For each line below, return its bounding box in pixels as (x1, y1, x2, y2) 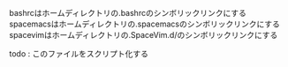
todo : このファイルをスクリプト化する (9, 48, 148, 59)
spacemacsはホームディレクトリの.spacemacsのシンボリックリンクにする (9, 19, 281, 29)
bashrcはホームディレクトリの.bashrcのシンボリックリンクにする (9, 8, 247, 18)
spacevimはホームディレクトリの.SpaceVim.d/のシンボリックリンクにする (9, 30, 278, 40)
